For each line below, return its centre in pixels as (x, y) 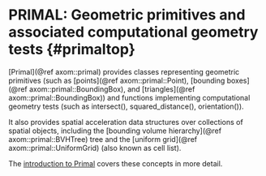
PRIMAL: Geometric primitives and (127, 15)
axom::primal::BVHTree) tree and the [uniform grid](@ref (103, 139)
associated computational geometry (133, 32)
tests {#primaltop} (72, 49)
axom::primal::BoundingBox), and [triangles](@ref (112, 89)
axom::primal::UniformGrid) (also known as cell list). (95, 148)
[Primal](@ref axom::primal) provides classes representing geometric (124, 71)
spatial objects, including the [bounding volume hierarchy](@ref (115, 131)
